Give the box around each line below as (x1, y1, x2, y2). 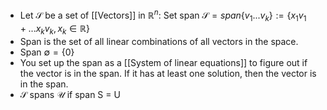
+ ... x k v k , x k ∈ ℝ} (19, 23, 90, 37)
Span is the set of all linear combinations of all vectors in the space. (19, 36, 299, 48)
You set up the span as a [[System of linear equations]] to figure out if (19, 57, 308, 69)
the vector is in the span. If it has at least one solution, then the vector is (19, 68, 317, 80)
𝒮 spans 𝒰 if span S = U (19, 89, 121, 101)
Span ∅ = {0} (19, 46, 75, 58)
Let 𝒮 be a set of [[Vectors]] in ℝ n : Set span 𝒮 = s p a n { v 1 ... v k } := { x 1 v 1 (19, 8, 307, 23)
